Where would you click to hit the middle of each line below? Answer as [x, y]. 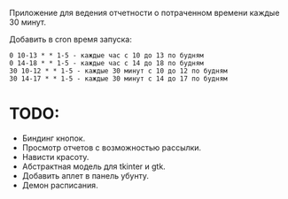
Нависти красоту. [55, 157]
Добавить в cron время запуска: [71, 39]
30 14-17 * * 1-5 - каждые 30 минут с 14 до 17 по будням [118, 79]
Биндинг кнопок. [54, 138]
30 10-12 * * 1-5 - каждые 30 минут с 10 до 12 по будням [118, 71]
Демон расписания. [60, 185]
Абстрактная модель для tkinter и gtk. [93, 166]
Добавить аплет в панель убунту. [85, 175]
